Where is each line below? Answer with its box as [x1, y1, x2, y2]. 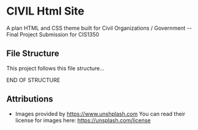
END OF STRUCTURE [6, 76, 61, 83]
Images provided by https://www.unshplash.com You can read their [15, 110, 185, 117]
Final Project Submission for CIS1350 [6, 30, 100, 38]
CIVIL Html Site [6, 4, 84, 18]
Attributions [6, 94, 54, 104]
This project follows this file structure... [6, 64, 105, 72]
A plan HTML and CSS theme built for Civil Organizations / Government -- [6, 24, 193, 32]
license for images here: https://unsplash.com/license [15, 117, 151, 124]
